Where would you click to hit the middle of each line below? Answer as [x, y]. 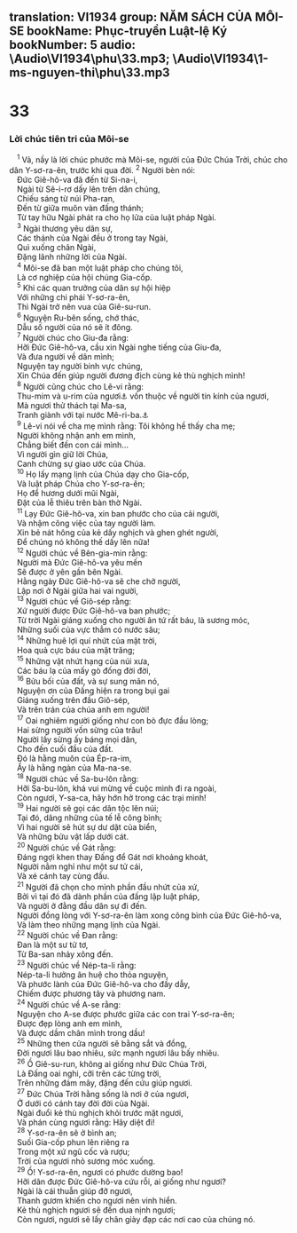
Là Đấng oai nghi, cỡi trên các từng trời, [89, 1073]
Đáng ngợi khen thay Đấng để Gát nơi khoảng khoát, [113, 857]
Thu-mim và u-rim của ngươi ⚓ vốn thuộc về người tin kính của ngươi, [143, 396]
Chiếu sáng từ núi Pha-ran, [66, 199]
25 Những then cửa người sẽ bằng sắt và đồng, [102, 1043]
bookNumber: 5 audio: [72, 45]
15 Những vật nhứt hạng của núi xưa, [83, 660]
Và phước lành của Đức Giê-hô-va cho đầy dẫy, [104, 984]
